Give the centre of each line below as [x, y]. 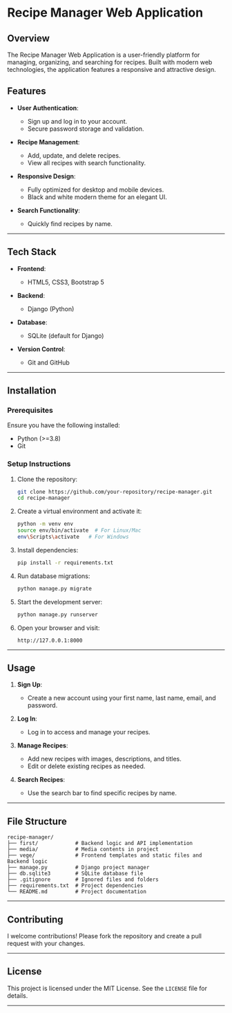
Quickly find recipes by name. [70, 223]
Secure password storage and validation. [86, 129]
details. [18, 995]
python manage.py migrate [54, 588]
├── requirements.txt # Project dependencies [75, 886]
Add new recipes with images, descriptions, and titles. [104, 759]
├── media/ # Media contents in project [83, 849]
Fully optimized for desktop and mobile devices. [96, 189]
